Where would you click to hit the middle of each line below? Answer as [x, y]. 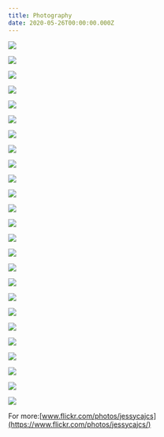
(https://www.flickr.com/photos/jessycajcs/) [80, 424]
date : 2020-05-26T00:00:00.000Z [61, 23]
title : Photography [40, 15]
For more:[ [25, 416]
